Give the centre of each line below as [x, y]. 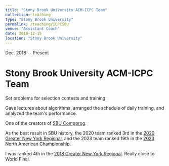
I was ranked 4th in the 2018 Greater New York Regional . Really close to [80, 153]
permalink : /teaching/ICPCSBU [37, 24]
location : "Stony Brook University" [44, 39]
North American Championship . [38, 144]
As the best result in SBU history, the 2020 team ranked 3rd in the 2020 [80, 133]
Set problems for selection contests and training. [56, 98]
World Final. [18, 159]
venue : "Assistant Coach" [32, 29]
